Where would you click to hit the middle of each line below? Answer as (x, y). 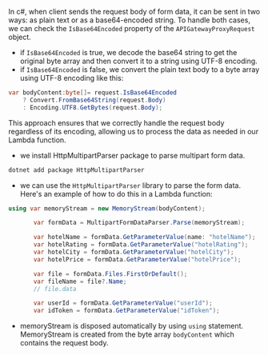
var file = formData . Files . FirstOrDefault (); (110, 274)
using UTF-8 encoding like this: (72, 78)
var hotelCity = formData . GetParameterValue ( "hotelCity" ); (134, 252)
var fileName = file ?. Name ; (80, 281)
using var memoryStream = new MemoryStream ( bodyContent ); (107, 208)
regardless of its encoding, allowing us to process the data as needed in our (133, 131)
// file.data (55, 289)
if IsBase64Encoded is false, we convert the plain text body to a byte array (140, 70)
